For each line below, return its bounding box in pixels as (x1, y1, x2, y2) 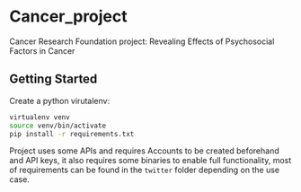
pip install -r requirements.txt (9, 129, 135, 138)
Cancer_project (9, 6, 128, 27)
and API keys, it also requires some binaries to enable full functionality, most (9, 155, 292, 166)
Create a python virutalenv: (9, 95, 111, 106)
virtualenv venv (9, 112, 70, 122)
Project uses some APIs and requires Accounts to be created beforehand (9, 145, 280, 156)
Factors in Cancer (9, 45, 75, 56)
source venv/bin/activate (9, 121, 106, 130)
